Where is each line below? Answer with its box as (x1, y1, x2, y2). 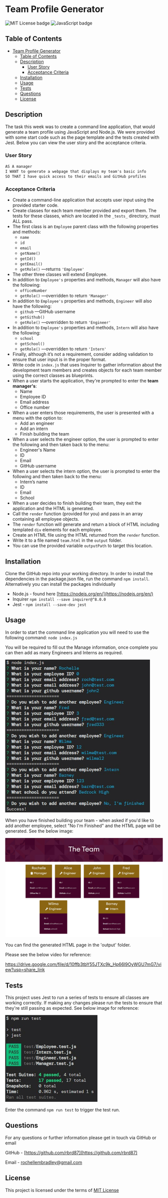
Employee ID (19, 394, 46, 400)
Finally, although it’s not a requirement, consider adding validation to (12, 351, 153, 357)
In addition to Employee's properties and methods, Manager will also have (12, 277, 161, 283)
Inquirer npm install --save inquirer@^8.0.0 (12, 596, 106, 602)
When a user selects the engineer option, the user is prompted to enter (12, 437, 159, 443)
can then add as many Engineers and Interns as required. (5, 649, 123, 655)
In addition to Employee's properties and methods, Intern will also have (12, 324, 159, 331)
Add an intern (19, 426, 48, 432)
